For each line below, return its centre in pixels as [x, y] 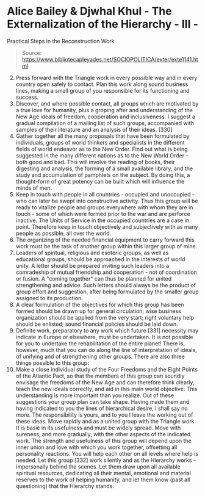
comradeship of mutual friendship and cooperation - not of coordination [106, 272]
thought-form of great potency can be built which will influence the [100, 181]
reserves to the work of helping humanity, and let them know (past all [103, 480]
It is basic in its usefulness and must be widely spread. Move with [98, 428]
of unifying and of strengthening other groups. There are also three [100, 356]
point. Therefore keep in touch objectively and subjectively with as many [107, 226]
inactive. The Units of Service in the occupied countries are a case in [103, 220]
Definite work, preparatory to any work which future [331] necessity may [107, 330]
